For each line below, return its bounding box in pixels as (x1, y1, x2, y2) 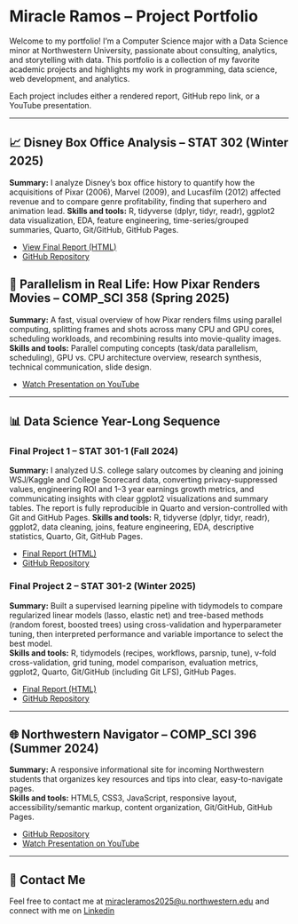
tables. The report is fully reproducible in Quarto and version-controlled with (9, 503, 288, 514)
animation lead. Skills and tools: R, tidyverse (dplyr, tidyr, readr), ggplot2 (9, 205, 275, 216)
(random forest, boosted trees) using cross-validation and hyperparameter (9, 619, 282, 630)
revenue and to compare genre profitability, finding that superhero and (9, 195, 268, 206)
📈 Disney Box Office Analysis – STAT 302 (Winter (9, 135, 289, 150)
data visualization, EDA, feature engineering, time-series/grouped (9, 215, 249, 226)
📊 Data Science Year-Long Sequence (9, 413, 221, 428)
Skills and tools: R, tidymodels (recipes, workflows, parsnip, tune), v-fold (9, 647, 277, 658)
